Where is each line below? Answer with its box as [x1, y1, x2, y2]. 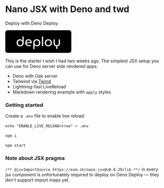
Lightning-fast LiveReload [12, 83, 66, 89]
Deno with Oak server [12, 73, 58, 79]
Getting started [5, 102, 44, 109]
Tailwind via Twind [12, 78, 51, 84]
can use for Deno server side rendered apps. [5, 63, 99, 69]
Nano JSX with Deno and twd [5, 4, 130, 15]
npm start [5, 143, 26, 148]
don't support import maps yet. [5, 177, 70, 183]
